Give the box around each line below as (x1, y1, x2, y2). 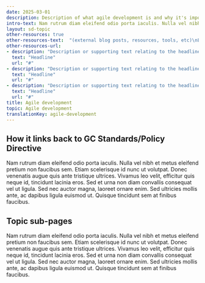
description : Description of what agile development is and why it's (6, 15, 187, 21)
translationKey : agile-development (6, 111, 97, 117)
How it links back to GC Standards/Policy (6, 134, 165, 144)
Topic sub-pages (6, 216, 73, 226)
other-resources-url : (6, 43, 62, 49)
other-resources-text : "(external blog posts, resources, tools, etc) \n (6, 37, 198, 43)
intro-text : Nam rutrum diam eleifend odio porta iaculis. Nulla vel (6, 20, 187, 26)
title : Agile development (6, 99, 72, 106)
